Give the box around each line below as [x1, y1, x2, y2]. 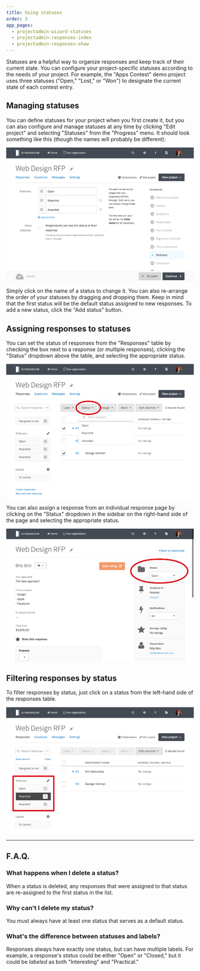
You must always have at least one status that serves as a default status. [6, 917, 185, 925]
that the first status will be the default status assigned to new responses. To [6, 300, 192, 307]
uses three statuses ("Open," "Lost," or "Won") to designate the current [6, 77, 182, 84]
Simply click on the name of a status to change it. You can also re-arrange [6, 287, 188, 294]
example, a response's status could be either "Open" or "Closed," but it [6, 952, 182, 959]
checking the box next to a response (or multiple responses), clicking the [6, 346, 186, 353]
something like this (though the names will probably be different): [6, 135, 166, 142]
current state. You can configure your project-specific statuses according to [6, 64, 193, 72]
